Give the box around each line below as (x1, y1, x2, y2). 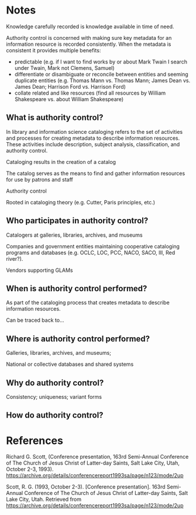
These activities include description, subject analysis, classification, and (6, 140, 180, 147)
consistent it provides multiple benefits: (6, 46, 101, 53)
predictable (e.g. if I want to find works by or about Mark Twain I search (14, 58, 187, 65)
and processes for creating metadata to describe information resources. (6, 134, 180, 142)
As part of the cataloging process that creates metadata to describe (6, 299, 170, 306)
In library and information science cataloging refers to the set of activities (6, 128, 183, 135)
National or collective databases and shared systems (6, 361, 134, 368)
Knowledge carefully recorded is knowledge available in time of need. (6, 23, 174, 30)
